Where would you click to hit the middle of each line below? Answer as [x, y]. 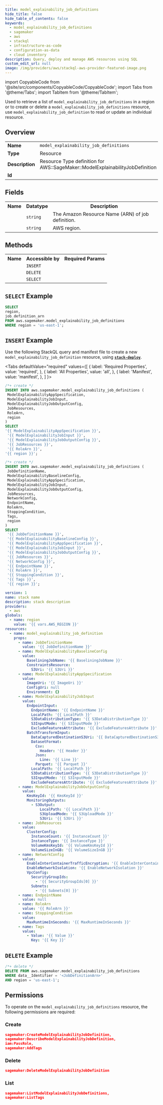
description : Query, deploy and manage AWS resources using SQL [71, 59]
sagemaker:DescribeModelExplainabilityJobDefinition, [61, 1039]
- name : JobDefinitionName [45, 643]
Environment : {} [43, 692]
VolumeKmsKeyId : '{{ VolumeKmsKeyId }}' [72, 845]
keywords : [15, 23]
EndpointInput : [42, 706]
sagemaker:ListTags [25, 1098]
